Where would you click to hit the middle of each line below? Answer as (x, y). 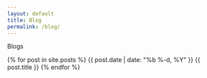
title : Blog (24, 20)
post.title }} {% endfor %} (44, 68)
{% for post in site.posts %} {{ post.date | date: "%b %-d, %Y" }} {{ (104, 60)
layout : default (31, 14)
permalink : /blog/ (34, 26)
